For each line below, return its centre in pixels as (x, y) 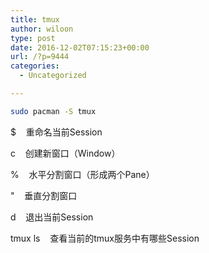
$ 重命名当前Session (56, 132)
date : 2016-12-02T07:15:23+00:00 (80, 47)
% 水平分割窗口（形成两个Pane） (82, 174)
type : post (33, 38)
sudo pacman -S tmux (53, 111)
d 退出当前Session (52, 217)
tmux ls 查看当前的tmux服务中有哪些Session (105, 238)
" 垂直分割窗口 (44, 195)
